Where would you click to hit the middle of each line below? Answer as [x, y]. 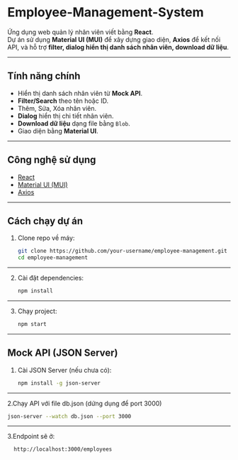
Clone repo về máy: [46, 238]
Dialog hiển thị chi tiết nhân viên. [66, 116]
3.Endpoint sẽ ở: [31, 437]
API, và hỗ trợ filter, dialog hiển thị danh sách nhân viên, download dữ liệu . [118, 47]
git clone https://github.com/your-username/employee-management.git [123, 251]
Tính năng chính [44, 76]
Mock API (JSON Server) [63, 353]
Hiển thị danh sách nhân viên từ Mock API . [80, 93]
